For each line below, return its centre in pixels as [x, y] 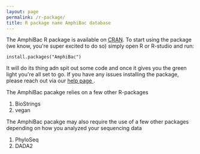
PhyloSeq [27, 140]
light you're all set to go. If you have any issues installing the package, [93, 75]
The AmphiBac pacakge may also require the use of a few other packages [98, 122]
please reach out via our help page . [51, 81]
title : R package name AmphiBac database [59, 23]
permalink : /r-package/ [36, 17]
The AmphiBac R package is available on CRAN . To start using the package [99, 40]
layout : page [22, 12]
